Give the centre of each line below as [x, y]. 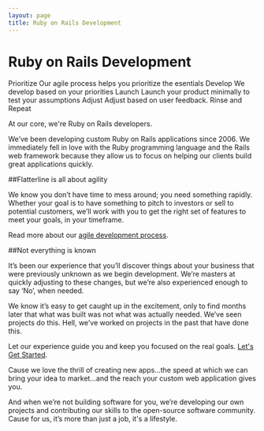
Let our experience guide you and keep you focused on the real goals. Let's [131, 347]
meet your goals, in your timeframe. [66, 220]
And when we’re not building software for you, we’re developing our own [126, 402]
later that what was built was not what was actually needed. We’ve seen [125, 314]
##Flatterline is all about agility [58, 180]
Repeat [20, 109]
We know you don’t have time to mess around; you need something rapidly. [130, 195]
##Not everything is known [52, 251]
